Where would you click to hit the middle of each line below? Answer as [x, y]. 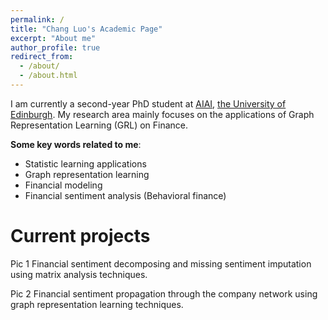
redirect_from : [42, 57]
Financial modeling [63, 185]
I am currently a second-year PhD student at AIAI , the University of [148, 103]
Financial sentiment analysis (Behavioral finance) [125, 195]
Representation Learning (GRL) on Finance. [99, 125]
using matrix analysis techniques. [79, 274]
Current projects [80, 236]
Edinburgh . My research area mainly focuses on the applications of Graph [162, 114]
